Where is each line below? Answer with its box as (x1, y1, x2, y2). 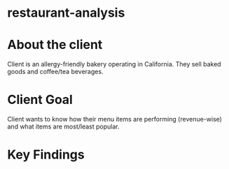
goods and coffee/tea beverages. (7, 68, 104, 76)
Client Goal (7, 92, 74, 108)
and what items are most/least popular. (7, 122, 120, 131)
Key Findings (7, 147, 85, 163)
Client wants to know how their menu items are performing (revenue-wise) (7, 115, 223, 124)
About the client (7, 37, 103, 53)
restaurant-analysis (7, 5, 125, 21)
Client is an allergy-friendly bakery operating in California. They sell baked (7, 60, 222, 68)
